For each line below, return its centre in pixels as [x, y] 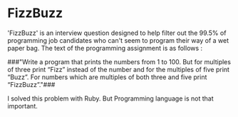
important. [22, 106]
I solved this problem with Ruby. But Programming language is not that [110, 98]
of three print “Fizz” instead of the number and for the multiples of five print [119, 69]
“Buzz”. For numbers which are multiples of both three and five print [107, 77]
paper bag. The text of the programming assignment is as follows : [105, 48]
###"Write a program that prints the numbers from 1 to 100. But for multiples [119, 61]
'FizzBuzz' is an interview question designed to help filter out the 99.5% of [117, 33]
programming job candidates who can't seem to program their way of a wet [118, 40]
